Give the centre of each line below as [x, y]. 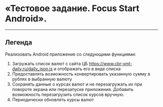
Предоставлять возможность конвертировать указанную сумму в [81, 74]
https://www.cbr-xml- [111, 63]
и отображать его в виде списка [87, 69]
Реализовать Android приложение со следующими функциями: [71, 54]
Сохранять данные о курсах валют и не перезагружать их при [77, 84]
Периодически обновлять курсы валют [53, 99]
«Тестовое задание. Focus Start [72, 8]
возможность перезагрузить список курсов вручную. [68, 94]
